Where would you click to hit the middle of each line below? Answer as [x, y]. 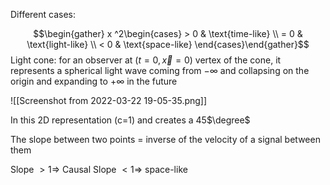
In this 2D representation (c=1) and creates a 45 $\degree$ [130, 120]
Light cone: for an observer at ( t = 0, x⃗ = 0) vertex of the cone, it [146, 60]
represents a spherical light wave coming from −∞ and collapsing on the [160, 70]
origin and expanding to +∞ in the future [94, 81]
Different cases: [43, 14]
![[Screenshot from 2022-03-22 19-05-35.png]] [109, 100]
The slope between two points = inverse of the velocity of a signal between [165, 139]
